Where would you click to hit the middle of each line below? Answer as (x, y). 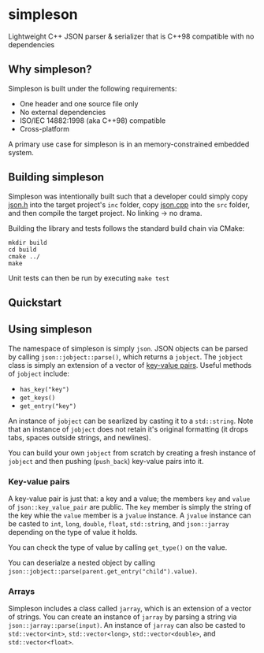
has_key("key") (45, 389)
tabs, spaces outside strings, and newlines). (80, 437)
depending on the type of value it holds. (73, 532)
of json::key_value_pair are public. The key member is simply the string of (130, 507)
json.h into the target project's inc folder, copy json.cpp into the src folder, (129, 204)
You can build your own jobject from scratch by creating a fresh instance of (132, 453)
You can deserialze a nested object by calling (82, 563)
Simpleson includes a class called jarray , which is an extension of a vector (130, 609)
